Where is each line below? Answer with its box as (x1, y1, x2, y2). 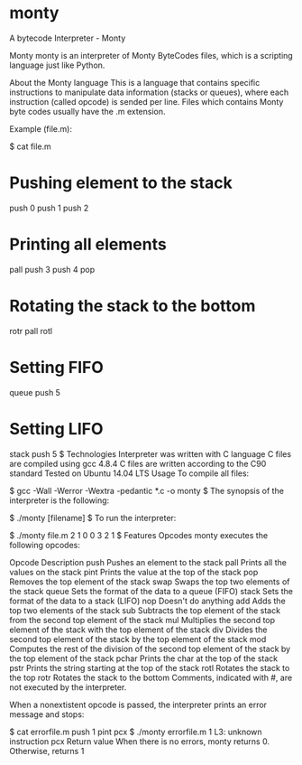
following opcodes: (9, 539, 81, 550)
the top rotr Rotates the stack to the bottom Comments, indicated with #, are (9, 672, 293, 683)
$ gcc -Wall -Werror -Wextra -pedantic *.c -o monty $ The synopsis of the (9, 485, 284, 496)
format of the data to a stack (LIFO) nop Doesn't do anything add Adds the (9, 595, 286, 606)
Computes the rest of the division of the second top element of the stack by (9, 643, 291, 654)
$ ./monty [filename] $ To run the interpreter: (9, 512, 177, 523)
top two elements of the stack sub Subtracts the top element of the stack (9, 604, 281, 616)
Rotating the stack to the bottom (9, 296, 256, 316)
